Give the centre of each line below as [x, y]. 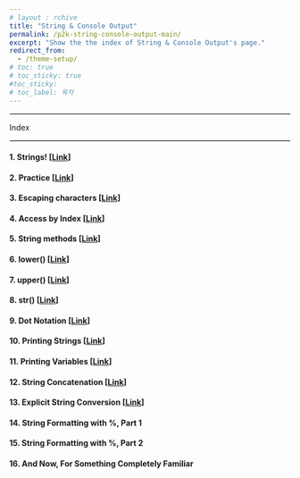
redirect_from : [37, 51]
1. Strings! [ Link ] [40, 157]
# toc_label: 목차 [42, 92]
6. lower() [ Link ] [39, 259]
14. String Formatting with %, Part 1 [76, 423]
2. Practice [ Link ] [42, 177]
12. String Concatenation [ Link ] [68, 382]
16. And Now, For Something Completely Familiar [101, 464]
